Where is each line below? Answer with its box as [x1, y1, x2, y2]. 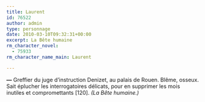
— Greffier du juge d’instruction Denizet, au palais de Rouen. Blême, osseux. [6, 76, 199, 83]
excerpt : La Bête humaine [6, 37, 72, 43]
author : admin [6, 20, 43, 26]
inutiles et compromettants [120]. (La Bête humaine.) [6, 89, 140, 96]
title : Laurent [6, 8, 45, 15]
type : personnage [6, 25, 51, 32]
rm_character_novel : [6, 43, 59, 49]
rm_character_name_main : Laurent [6, 54, 92, 60]
